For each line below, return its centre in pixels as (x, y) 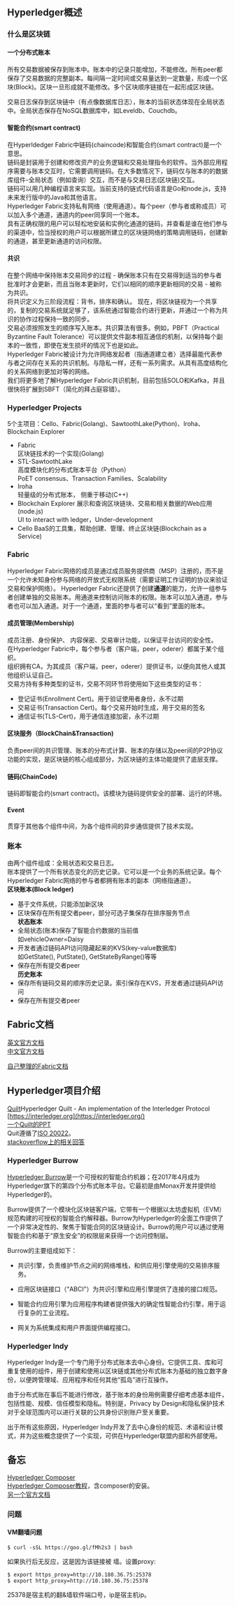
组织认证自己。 (35, 675)
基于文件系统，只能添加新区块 (60, 904)
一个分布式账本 (29, 52)
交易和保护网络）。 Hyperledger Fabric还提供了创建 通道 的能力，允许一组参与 (117, 588)
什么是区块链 (29, 34)
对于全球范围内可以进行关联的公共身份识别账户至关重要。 (90, 1412)
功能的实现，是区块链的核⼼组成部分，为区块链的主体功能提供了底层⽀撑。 (114, 759)
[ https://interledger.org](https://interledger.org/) (76, 1116)
